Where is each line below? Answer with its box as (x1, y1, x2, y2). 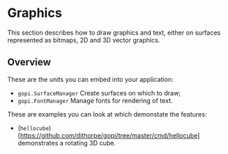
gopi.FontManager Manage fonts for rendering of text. (17, 96, 173, 105)
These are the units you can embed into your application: (7, 75, 174, 83)
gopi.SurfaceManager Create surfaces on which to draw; (17, 88, 181, 97)
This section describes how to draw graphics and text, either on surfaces (7, 28, 221, 37)
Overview (7, 57, 52, 69)
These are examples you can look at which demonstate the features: (7, 109, 207, 118)
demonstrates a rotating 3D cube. (17, 138, 116, 147)
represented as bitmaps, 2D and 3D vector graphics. (7, 35, 161, 44)
